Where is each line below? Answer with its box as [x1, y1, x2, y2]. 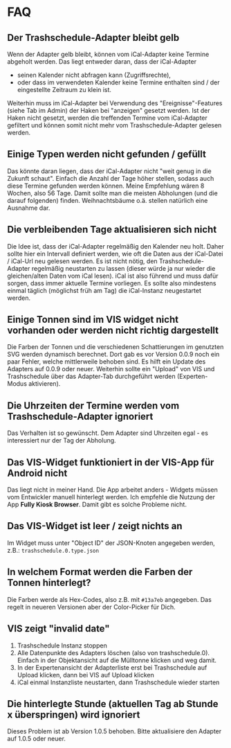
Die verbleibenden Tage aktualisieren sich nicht [7, 224, 217, 235]
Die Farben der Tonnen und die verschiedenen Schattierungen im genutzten [7, 343, 224, 351]
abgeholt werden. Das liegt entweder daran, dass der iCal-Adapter [7, 57, 197, 66]
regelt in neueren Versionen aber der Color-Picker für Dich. [7, 603, 176, 611]
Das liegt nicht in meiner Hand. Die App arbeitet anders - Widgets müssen [7, 486, 218, 494]
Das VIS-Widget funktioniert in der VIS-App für [7, 456, 214, 468]
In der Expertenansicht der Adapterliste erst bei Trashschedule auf [17, 663, 207, 672]
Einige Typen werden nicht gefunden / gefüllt [7, 148, 206, 160]
